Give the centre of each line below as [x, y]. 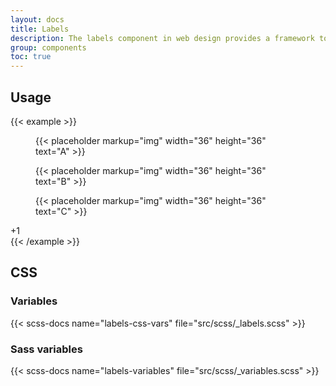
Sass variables [46, 349]
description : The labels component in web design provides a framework [162, 38]
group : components [48, 47]
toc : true [31, 57]
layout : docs [37, 19]
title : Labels [40, 29]
